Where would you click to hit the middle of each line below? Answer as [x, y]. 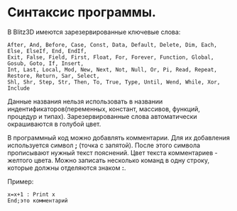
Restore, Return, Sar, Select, [54, 76]
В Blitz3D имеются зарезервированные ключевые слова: [94, 32]
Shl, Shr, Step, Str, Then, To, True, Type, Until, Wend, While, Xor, [114, 82]
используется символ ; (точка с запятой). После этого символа [104, 145]
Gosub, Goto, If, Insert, [45, 63]
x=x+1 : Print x [31, 194]
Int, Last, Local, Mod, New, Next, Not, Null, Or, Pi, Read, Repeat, [112, 69]
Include [19, 88]
